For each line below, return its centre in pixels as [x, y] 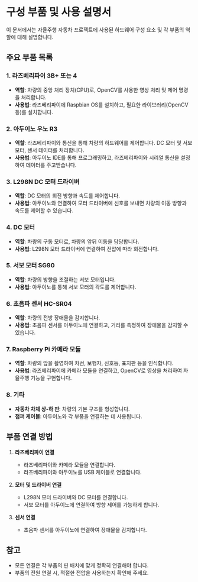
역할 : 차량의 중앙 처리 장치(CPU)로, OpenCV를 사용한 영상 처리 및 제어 [96, 90]
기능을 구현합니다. [51, 378]
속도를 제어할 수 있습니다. [44, 211]
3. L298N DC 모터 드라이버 [43, 182]
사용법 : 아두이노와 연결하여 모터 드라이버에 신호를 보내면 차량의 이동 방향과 [101, 203]
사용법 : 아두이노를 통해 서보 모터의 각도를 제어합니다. [75, 287]
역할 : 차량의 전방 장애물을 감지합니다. [57, 318]
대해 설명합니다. [35, 37]
